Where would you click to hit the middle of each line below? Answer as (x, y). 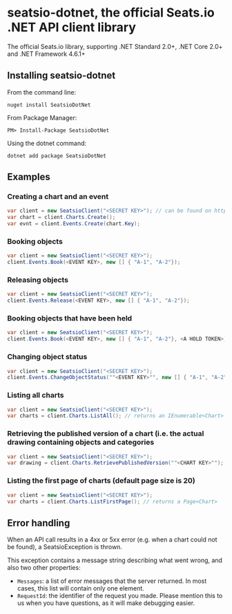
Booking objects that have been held (70, 318)
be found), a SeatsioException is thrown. (65, 547)
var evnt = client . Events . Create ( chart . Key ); (74, 224)
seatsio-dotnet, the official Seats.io (111, 13)
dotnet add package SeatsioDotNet (57, 156)
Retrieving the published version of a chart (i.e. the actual (106, 434)
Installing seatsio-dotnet (61, 76)
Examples (29, 177)
